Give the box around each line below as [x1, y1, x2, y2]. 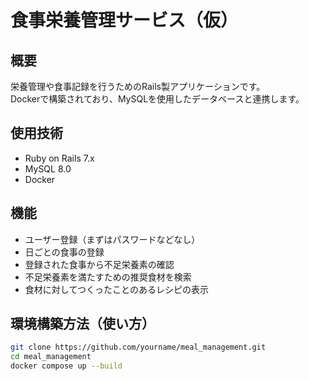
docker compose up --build [10, 361, 123, 371]
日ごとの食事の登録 [24, 246, 105, 258]
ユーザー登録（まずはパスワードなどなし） [24, 233, 201, 245]
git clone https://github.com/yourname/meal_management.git [10, 342, 267, 353]
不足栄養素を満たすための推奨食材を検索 [24, 271, 192, 283]
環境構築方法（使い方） [10, 316, 155, 333]
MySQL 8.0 [24, 162, 72, 175]
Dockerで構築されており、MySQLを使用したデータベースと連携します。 [10, 93, 305, 105]
